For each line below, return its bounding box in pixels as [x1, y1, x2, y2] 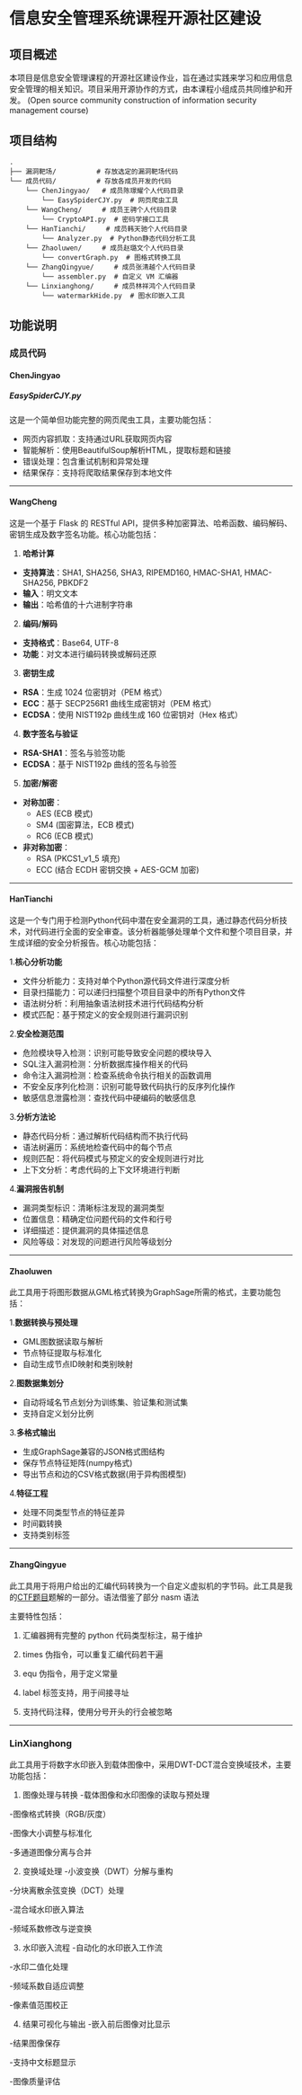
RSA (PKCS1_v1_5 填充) [35, 853, 121, 864]
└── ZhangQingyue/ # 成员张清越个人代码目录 [25, 262, 196, 271]
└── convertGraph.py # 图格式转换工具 [41, 253, 182, 262]
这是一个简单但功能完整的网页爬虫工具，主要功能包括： [9, 414, 214, 425]
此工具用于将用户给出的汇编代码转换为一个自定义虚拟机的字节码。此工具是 [9, 1580, 285, 1591]
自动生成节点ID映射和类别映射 [22, 1359, 133, 1370]
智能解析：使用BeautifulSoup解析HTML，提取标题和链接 [22, 444, 232, 455]
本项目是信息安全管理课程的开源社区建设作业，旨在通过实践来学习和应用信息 [9, 73, 293, 83]
